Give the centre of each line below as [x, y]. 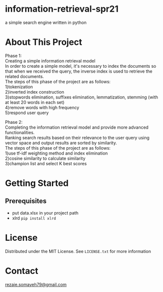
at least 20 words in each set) [35, 102]
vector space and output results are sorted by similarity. [61, 143]
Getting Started [37, 183]
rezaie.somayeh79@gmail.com [36, 284]
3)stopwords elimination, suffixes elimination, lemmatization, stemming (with [81, 97]
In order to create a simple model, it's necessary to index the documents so [81, 66]
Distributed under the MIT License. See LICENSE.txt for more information [78, 251]
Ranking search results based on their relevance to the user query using [77, 137]
